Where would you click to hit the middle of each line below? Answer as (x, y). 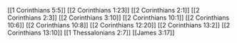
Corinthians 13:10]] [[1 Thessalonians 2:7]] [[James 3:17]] (91, 32)
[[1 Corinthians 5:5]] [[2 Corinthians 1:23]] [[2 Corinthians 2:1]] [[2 (104, 10)
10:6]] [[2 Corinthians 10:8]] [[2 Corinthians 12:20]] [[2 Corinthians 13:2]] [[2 (119, 25)
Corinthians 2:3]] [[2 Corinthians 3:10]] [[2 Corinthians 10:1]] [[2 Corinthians (118, 18)
